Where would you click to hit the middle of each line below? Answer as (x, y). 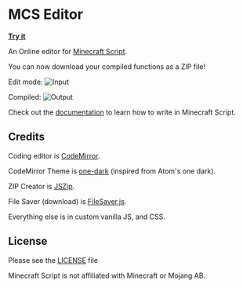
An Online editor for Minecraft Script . (68, 51)
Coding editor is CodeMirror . (54, 155)
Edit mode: (25, 82)
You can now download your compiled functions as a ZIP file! (107, 66)
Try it (17, 36)
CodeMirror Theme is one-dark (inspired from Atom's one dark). (112, 171)
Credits (27, 137)
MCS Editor (46, 15)
